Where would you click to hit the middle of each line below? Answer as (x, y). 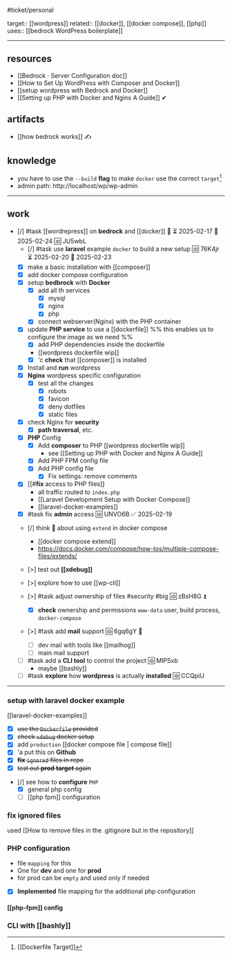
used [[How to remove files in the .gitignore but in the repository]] (101, 830)
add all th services (64, 290)
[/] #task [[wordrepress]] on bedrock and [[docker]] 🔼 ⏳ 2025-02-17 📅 (118, 231)
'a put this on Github (47, 752)
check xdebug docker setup (56, 737)
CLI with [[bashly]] (39, 926)
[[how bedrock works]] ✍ (54, 136)
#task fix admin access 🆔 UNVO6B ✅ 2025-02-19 (100, 514)
